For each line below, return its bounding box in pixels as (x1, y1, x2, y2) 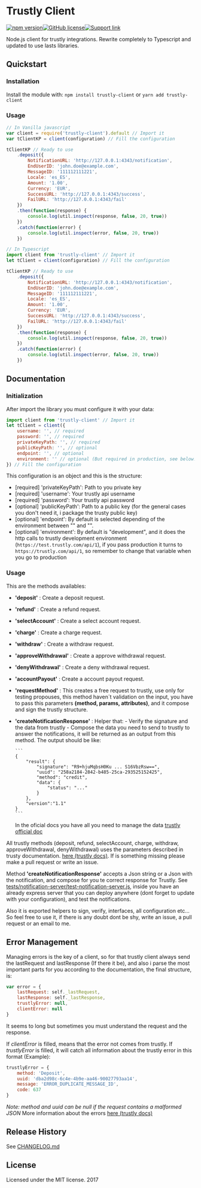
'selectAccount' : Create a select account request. (14, 617, 141, 624)
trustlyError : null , (17, 1001, 68, 1007)
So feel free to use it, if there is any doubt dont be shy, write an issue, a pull (6, 913, 193, 920)
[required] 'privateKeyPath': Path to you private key (14, 484, 142, 491)
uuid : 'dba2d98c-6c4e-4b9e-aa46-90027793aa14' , (17, 1075, 138, 1081)
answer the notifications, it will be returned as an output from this (14, 730, 176, 737)
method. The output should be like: (14, 736, 102, 743)
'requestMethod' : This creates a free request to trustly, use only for (14, 686, 184, 694)
